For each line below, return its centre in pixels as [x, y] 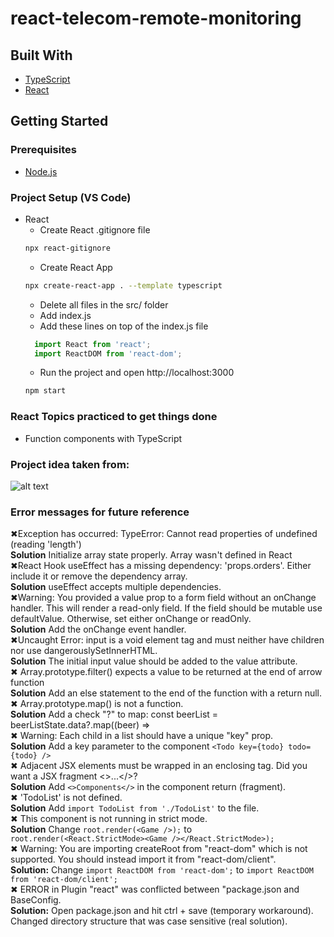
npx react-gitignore [67, 248]
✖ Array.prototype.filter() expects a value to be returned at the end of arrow [166, 672]
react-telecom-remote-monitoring [156, 18]
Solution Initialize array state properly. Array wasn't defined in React [151, 555]
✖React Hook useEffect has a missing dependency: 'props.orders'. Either [161, 566]
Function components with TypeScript [103, 438]
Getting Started [59, 121]
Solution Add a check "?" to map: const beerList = [114, 714]
